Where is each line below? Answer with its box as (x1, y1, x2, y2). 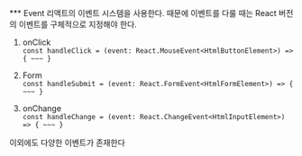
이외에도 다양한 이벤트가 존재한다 (9, 137, 126, 148)
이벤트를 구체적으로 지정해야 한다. (18, 19, 137, 30)
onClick (22, 37, 51, 48)
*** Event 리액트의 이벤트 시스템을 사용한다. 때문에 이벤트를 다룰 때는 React (9, 8, 277, 18)
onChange (22, 103, 61, 114)
